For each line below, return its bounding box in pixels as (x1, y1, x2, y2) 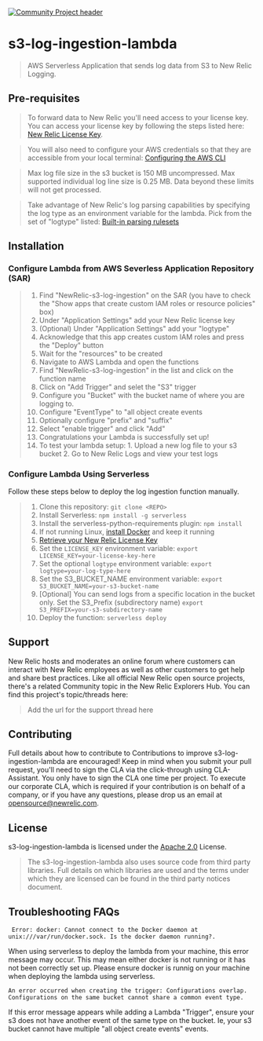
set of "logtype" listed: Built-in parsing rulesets (27, 217, 179, 226)
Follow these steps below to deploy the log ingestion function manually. (8, 487, 239, 496)
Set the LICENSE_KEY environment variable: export (38, 543, 199, 553)
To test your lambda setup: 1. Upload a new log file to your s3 (38, 440, 238, 451)
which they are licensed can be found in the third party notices (27, 874, 231, 883)
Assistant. (8, 773, 41, 783)
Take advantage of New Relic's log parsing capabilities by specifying (27, 200, 250, 210)
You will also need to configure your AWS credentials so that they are (27, 144, 251, 154)
